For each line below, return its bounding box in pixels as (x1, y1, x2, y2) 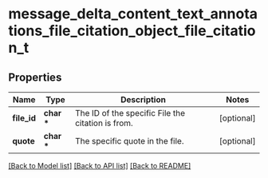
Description (120, 94, 166, 105)
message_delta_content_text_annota (8, 5, 258, 23)
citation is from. (74, 117, 133, 129)
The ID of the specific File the (74, 108, 186, 118)
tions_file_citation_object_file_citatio (8, 22, 256, 40)
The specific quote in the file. (74, 136, 184, 146)
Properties (8, 70, 62, 84)
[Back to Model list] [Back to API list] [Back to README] (8, 161, 191, 170)
